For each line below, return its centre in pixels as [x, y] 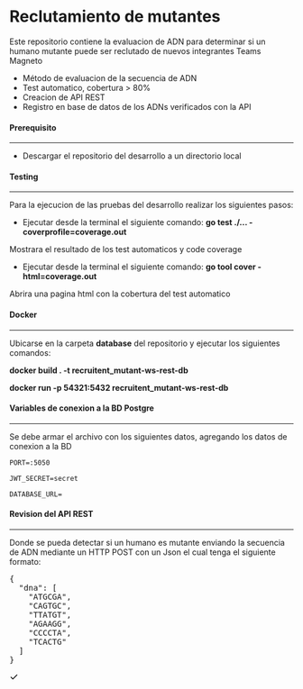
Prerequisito [33, 127]
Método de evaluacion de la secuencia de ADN [110, 77]
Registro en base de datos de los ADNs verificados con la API [137, 106]
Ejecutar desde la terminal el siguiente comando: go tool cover [139, 267]
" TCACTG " [48, 642]
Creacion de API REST [64, 97]
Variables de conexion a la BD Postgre [82, 408]
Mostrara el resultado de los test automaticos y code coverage [126, 249]
